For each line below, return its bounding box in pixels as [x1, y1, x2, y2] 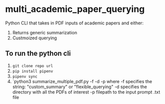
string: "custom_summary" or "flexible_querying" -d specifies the [12, 84, 147, 90]
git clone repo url [12, 63, 53, 68]
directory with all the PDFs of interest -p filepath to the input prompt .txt [12, 89, 160, 95]
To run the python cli [5, 49, 71, 58]
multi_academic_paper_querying [5, 3, 145, 15]
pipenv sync [12, 74, 37, 79]
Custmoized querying [12, 35, 57, 41]
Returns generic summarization [12, 29, 77, 35]
